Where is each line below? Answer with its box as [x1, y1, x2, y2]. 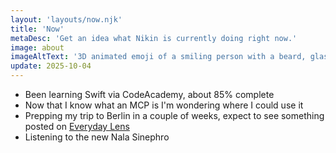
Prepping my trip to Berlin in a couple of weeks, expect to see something [24, 110, 325, 121]
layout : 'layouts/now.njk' [10, 14, 123, 25]
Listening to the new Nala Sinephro [24, 131, 170, 143]
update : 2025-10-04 [10, 61, 92, 71]
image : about [10, 42, 65, 53]
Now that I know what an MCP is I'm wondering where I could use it [24, 99, 304, 111]
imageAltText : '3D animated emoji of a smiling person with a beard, [10, 52, 307, 62]
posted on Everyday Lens [24, 121, 130, 132]
